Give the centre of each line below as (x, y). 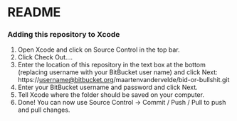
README (34, 12)
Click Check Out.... (45, 57)
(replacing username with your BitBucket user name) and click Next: (118, 72)
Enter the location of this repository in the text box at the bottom (112, 65)
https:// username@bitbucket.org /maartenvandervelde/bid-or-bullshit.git (123, 80)
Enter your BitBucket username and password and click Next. (107, 87)
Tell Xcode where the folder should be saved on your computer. (111, 95)
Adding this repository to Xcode (64, 35)
